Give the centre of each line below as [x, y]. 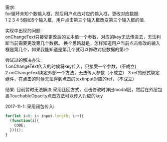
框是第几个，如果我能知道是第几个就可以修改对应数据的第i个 [67, 49]
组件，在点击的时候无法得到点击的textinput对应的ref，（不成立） [71, 79]
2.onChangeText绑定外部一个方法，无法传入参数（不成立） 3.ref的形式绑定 [82, 73]
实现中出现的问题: [24, 31]
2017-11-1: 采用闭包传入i [30, 106]
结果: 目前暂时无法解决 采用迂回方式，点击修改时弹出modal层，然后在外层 [81, 90]
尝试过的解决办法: [24, 60]
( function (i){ [24, 120]
